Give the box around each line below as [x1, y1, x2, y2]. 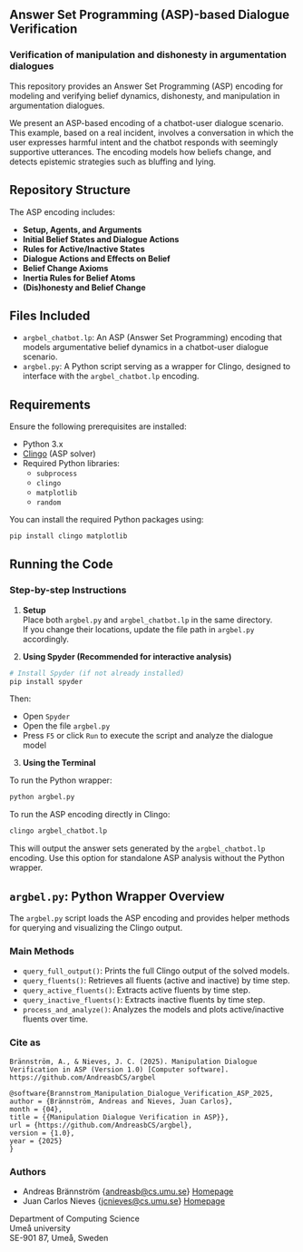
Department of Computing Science [9, 1213, 141, 1224]
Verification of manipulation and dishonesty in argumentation [9, 49, 288, 62]
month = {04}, [9, 1104, 64, 1114]
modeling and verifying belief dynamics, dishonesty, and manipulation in [9, 90, 280, 101]
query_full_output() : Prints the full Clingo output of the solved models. [22, 965, 290, 976]
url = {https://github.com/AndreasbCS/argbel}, [9, 1120, 193, 1130]
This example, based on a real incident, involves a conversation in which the [9, 127, 294, 138]
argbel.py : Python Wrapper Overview [9, 888, 225, 904]
